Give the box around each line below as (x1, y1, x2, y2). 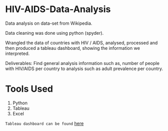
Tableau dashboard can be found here (5, 120, 84, 126)
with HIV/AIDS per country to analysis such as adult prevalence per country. (5, 65, 163, 72)
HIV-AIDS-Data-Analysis (5, 4, 111, 15)
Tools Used (5, 83, 53, 95)
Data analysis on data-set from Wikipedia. (5, 20, 92, 26)
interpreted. (5, 50, 30, 56)
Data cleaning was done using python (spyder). (5, 30, 104, 36)
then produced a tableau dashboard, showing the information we (5, 45, 140, 51)
